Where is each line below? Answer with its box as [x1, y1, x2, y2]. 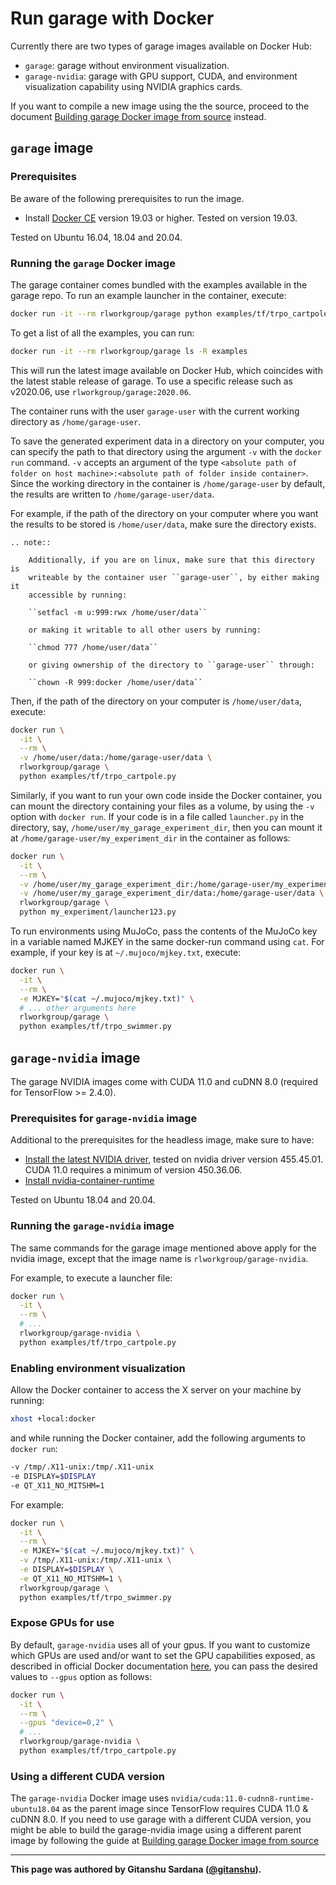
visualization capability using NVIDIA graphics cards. [24, 80, 243, 92]
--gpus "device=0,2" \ [19, 1718, 114, 1728]
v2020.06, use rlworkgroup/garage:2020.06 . [10, 385, 192, 397]
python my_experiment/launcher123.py [19, 907, 177, 917]
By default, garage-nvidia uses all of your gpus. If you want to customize [10, 1638, 311, 1651]
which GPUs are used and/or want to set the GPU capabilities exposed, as [10, 1649, 316, 1661]
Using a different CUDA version [10, 1769, 165, 1783]
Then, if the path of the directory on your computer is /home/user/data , [10, 695, 302, 707]
